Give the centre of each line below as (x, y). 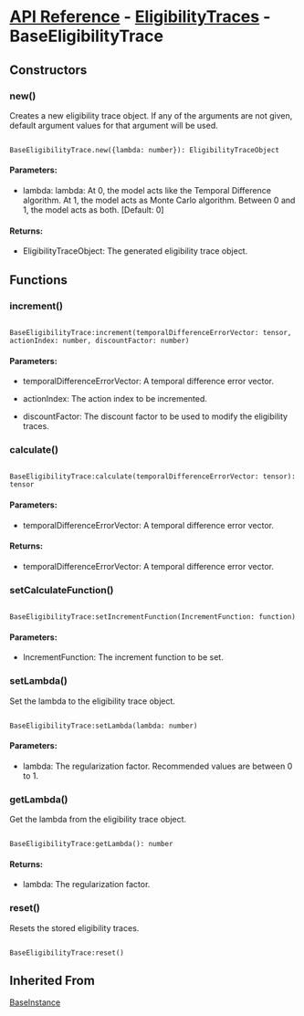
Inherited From (52, 981)
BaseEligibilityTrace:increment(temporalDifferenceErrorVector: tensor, (151, 332)
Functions (39, 280)
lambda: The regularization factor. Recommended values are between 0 (157, 766)
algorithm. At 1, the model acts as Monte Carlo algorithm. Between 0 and (159, 200)
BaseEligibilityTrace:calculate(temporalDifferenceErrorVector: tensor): (153, 477)
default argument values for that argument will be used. (114, 125)
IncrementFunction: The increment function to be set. (123, 657)
